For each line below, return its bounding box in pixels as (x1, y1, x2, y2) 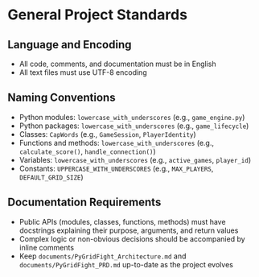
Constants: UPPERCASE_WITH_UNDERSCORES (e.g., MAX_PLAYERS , (18, 163, 214, 173)
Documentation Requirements (7, 196, 162, 209)
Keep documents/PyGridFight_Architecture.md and (18, 251, 187, 261)
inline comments (18, 242, 74, 252)
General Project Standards (7, 6, 188, 24)
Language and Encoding (7, 38, 132, 52)
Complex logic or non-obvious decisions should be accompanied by (18, 234, 246, 243)
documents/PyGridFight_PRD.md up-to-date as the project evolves (18, 259, 234, 269)
